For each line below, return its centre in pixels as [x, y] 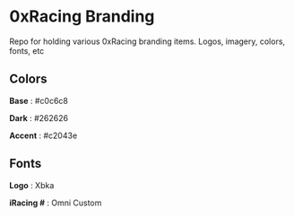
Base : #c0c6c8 [39, 100]
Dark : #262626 [39, 117]
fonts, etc [27, 50]
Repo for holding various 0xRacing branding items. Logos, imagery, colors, [147, 41]
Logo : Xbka [32, 185]
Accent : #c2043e [43, 135]
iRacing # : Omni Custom [56, 203]
